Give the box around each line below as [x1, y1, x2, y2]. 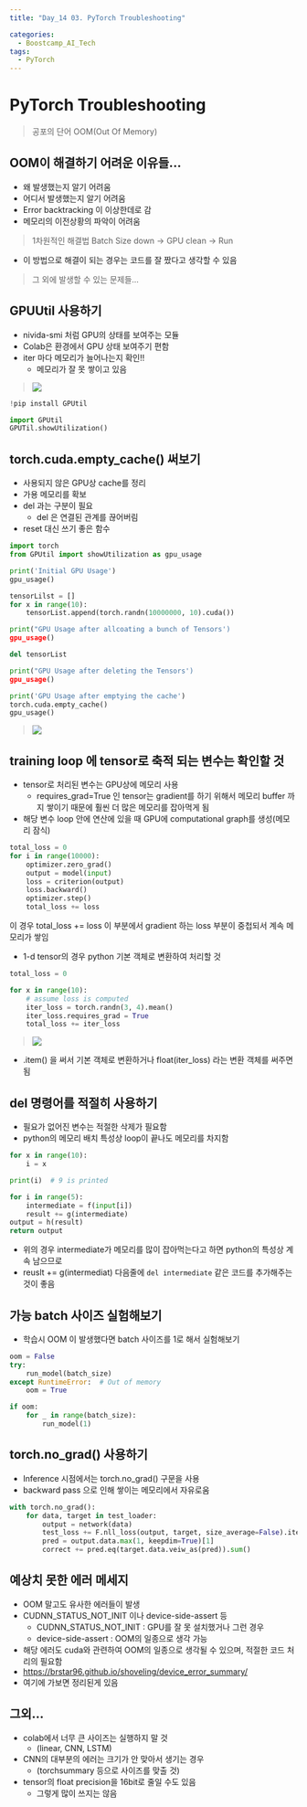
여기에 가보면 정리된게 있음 [22, 1676, 119, 1687]
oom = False [9, 1352, 55, 1361]
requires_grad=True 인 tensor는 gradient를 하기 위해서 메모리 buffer [36, 791, 286, 802]
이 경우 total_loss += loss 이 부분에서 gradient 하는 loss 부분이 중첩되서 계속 [9, 920, 285, 931]
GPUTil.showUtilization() [9, 424, 108, 433]
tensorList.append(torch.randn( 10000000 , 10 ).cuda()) [26, 609, 235, 618]
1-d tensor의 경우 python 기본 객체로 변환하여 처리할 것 [22, 951, 221, 962]
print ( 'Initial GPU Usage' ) [9, 566, 117, 576]
